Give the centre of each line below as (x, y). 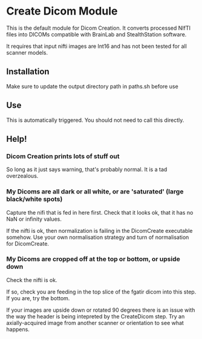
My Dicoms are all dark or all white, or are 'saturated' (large (95, 192)
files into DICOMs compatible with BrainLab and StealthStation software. (96, 34)
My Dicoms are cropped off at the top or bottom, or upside (93, 259)
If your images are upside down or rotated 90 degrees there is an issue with (101, 310)
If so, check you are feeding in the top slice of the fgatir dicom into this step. (101, 292)
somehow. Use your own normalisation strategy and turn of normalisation (98, 237)
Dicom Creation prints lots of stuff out (63, 156)
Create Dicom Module (62, 11)
